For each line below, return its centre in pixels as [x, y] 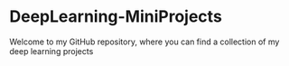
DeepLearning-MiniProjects [116, 17]
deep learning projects [51, 51]
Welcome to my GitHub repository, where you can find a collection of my [144, 42]
